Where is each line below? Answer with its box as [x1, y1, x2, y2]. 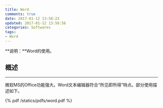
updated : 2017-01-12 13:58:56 [5, 20, 66, 26]
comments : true [5, 12, 36, 16]
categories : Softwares [5, 25, 51, 30]
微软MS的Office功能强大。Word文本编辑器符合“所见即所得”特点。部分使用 [5, 82, 153, 88]
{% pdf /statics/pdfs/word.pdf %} [5, 97, 72, 103]
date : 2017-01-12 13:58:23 [5, 16, 60, 21]
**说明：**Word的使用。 [5, 48, 54, 54]
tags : [5, 30, 16, 34]
